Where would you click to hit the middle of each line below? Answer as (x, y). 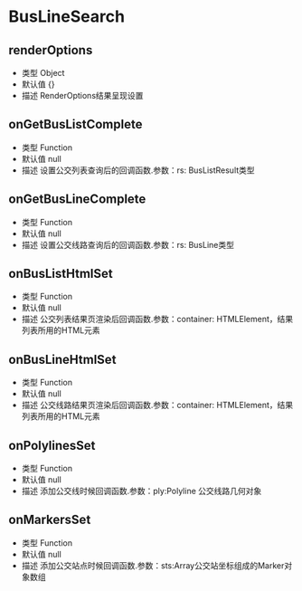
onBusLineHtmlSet (62, 359)
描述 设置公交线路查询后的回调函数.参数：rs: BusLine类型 (127, 244)
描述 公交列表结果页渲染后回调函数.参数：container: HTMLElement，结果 (157, 319)
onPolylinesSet (52, 445)
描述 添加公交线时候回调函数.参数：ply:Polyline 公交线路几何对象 (142, 491)
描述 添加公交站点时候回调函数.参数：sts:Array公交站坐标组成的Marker (153, 565)
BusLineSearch (67, 17)
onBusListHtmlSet (61, 274)
